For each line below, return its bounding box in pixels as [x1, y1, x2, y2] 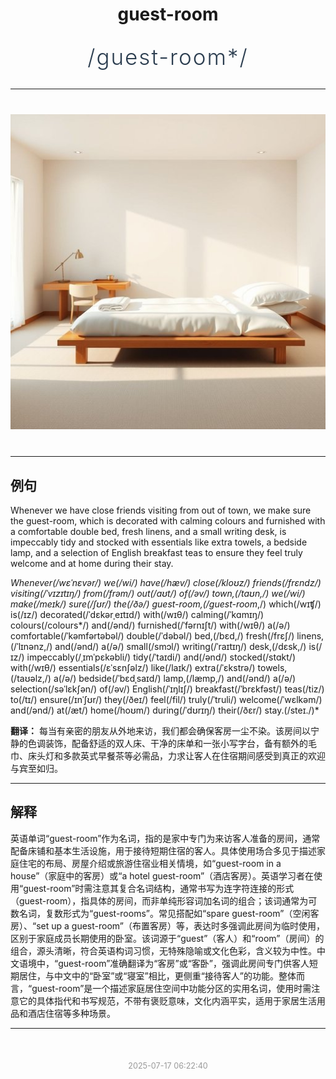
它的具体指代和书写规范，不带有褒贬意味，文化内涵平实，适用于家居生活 [18, 994, 317, 1007]
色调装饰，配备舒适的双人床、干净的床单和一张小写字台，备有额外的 [27, 738, 308, 749]
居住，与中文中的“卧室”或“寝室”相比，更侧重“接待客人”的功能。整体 [18, 969, 297, 982]
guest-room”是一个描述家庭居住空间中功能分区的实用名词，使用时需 [31, 982, 312, 994]
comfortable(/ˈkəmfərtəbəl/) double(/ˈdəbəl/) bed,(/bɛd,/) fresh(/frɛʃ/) [10, 630, 295, 642]
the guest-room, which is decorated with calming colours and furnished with [10, 515, 326, 527]
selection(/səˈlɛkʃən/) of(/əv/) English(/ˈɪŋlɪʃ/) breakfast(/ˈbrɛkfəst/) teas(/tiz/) [10, 683, 325, 695]
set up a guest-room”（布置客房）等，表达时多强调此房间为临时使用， [36, 919, 325, 932]
